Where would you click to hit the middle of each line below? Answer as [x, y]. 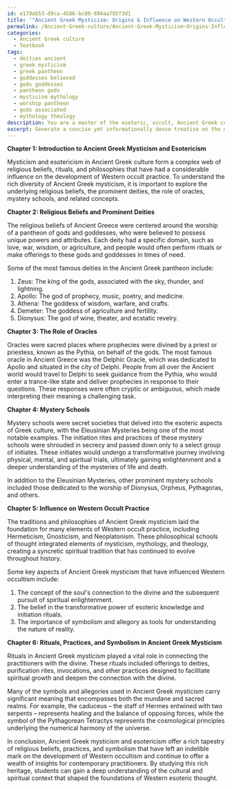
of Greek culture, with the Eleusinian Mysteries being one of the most [106, 430]
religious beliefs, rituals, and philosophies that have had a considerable [108, 169]
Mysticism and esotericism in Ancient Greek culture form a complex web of [114, 162]
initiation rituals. [40, 614]
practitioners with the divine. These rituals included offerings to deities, [108, 663]
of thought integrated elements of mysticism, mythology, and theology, [108, 544]
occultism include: [33, 579]
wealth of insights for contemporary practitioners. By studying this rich [108, 763]
